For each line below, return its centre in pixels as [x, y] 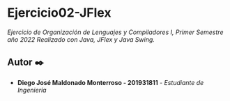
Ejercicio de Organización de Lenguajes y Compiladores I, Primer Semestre [115, 32]
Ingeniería [32, 90]
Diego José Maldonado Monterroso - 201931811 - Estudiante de [110, 82]
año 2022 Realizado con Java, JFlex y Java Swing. [81, 39]
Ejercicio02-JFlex [59, 13]
